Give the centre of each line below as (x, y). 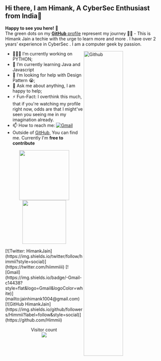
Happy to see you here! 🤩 (32, 28)
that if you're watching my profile (46, 103)
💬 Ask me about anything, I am (44, 85)
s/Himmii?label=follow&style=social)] (43, 314)
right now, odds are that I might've (48, 109)
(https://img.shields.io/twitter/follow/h (44, 256)
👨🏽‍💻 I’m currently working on (42, 53)
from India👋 (24, 16)
